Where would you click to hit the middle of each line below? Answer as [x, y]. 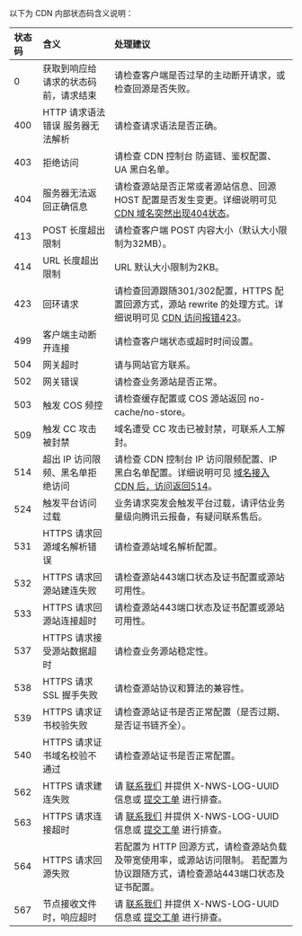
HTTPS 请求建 [72, 786]
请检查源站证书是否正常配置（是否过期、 [200, 712]
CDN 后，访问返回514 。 [165, 486]
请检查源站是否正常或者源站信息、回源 [195, 186]
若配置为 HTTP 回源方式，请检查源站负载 [200, 847]
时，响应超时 [70, 917]
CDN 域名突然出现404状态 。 [174, 213]
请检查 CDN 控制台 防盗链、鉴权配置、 [195, 156]
